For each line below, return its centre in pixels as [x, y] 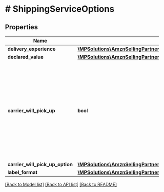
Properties [21, 27]
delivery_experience [32, 49]
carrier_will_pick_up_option [40, 164]
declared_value [26, 57]
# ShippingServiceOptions [60, 9]
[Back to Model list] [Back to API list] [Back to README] [61, 184]
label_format [22, 172]
